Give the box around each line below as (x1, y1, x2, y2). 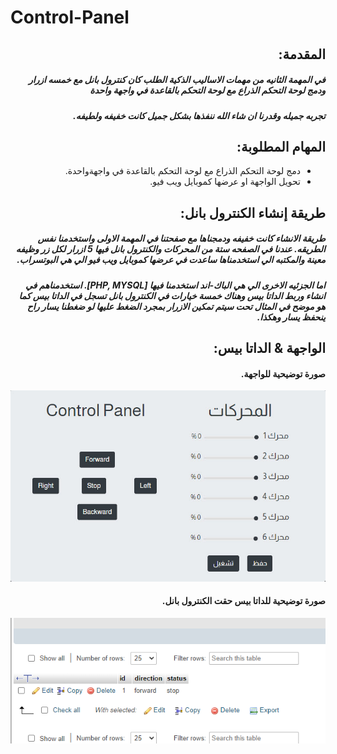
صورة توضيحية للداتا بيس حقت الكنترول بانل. (161, 595, 326, 607)
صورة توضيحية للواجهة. (240, 367, 326, 380)
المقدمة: (278, 46, 326, 63)
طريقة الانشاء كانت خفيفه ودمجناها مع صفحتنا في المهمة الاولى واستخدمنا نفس (37, 232, 326, 245)
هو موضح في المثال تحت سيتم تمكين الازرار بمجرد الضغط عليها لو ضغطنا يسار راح (26, 300, 326, 312)
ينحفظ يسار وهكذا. (256, 311, 326, 323)
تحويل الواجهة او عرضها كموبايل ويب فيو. (149, 176, 301, 188)
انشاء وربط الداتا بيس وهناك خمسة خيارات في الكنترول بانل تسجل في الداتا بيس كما (18, 289, 326, 301)
